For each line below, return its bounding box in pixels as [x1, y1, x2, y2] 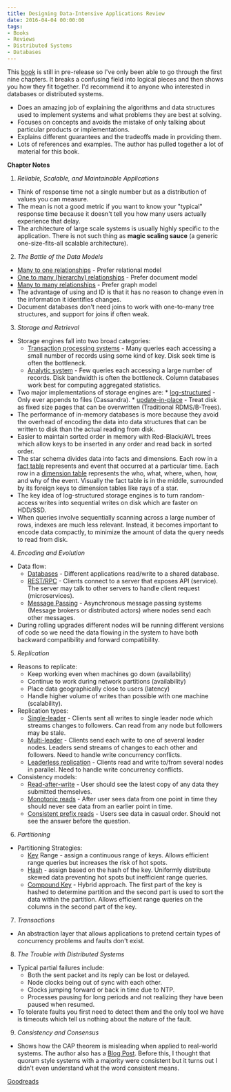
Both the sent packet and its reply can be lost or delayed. [27, 970, 190, 979]
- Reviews [7, 36, 36, 43]
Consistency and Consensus [17, 1028, 99, 1037]
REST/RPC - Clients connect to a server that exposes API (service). [27, 576, 219, 585]
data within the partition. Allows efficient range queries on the [27, 895, 203, 903]
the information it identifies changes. [17, 295, 122, 303]
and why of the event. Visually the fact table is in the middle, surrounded [17, 476, 223, 484]
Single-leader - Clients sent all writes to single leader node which [27, 713, 214, 722]
